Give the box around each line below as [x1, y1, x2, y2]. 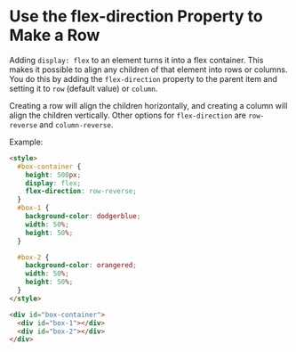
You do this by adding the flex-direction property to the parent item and [9, 73, 278, 84]
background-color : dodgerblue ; [25, 212, 141, 221]
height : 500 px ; [25, 170, 82, 179]
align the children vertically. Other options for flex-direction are [9, 110, 247, 120]
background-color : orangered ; [25, 261, 138, 270]
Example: [9, 136, 44, 147]
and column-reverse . [39, 119, 114, 130]
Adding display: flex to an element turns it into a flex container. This [9, 54, 264, 65]
